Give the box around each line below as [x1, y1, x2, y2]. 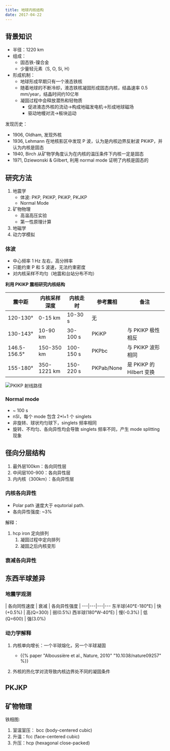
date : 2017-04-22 [5, 12, 42, 17]
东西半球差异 [5, 574, 46, 583]
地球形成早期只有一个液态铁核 [20, 78, 82, 84]
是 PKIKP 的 [127, 361, 155, 368]
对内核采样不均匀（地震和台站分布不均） [12, 270, 97, 277]
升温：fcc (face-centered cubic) [12, 733, 80, 739]
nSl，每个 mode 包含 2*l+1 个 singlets [12, 413, 92, 419]
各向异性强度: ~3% [12, 509, 52, 515]
